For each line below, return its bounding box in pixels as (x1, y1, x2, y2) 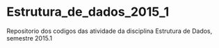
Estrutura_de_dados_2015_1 (6, 4, 170, 20)
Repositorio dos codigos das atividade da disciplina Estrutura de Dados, (6, 27, 213, 35)
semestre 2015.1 (6, 34, 53, 42)
